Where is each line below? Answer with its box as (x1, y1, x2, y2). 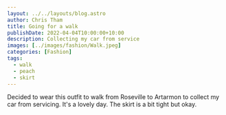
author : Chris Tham (7, 17, 63, 23)
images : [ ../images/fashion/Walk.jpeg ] (7, 42, 122, 49)
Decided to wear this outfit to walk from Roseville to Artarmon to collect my (7, 93, 220, 101)
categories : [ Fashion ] (7, 49, 72, 56)
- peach (13, 67, 36, 74)
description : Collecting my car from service (7, 36, 139, 43)
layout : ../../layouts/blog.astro (7, 10, 106, 17)
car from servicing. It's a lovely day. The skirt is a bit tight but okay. (7, 101, 197, 109)
